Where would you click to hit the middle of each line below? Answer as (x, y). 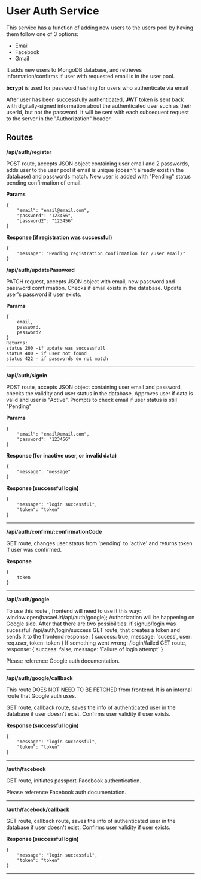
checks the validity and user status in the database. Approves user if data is (100, 393)
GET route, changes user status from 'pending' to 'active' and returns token (99, 543)
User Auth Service (53, 11)
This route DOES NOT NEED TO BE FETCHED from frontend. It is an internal (99, 690)
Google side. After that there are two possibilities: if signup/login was (91, 624)
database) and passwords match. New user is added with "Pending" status (99, 176)
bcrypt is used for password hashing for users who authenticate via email (97, 87)
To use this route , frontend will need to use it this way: (74, 611)
